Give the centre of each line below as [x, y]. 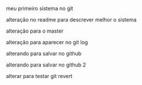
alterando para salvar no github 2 [46, 65]
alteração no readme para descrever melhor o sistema [71, 20]
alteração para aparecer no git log [47, 42]
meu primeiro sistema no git [40, 8]
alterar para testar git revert [39, 76]
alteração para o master [35, 31]
